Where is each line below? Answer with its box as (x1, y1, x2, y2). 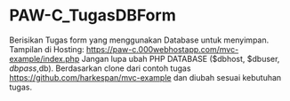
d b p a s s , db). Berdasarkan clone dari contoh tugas (9, 63, 191, 74)
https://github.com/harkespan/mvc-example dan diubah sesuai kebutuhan (9, 72, 282, 82)
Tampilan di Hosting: (9, 43, 85, 54)
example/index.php (9, 53, 80, 64)
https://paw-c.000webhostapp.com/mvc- (85, 43, 239, 54)
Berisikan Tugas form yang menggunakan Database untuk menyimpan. (9, 35, 270, 45)
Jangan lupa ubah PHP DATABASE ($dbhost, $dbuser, (81, 53, 280, 64)
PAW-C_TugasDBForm (9, 5, 176, 26)
